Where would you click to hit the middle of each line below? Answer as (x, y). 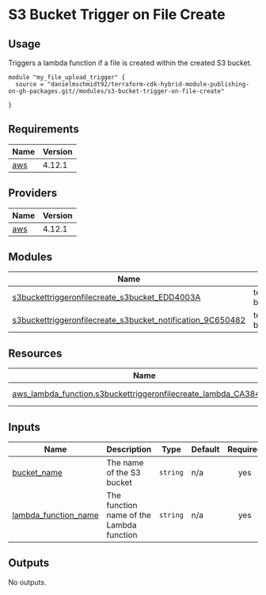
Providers (33, 193)
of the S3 (123, 473)
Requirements (44, 130)
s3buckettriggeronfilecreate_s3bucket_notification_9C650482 (129, 320)
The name (125, 463)
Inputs (25, 427)
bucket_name (37, 473)
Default (205, 449)
